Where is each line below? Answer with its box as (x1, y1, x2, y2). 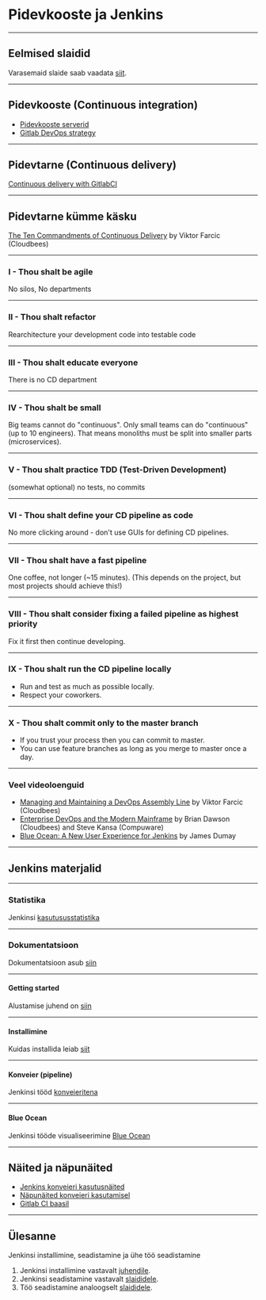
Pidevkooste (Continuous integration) (8, 98, 198, 112)
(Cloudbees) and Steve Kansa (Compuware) (19, 823, 164, 832)
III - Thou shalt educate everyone (8, 357, 139, 368)
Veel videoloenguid (8, 780, 85, 791)
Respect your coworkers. (19, 690, 102, 700)
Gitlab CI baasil (19, 1199, 70, 1209)
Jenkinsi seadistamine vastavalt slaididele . (19, 1275, 159, 1284)
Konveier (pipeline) (8, 1069, 73, 1079)
